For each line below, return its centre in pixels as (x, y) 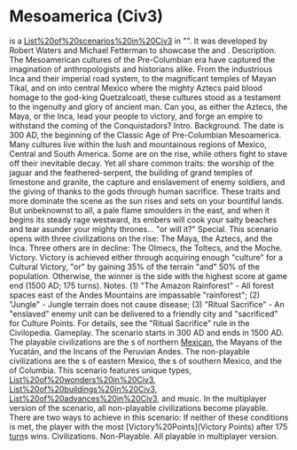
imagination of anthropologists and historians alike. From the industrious (141, 69)
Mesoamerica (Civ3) (86, 16)
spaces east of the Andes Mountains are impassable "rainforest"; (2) (135, 295)
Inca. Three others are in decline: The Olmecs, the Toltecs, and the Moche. (146, 248)
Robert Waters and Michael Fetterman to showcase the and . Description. (143, 50)
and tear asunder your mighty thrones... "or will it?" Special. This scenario (144, 229)
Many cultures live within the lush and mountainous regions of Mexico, (138, 144)
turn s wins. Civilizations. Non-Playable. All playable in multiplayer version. (144, 436)
